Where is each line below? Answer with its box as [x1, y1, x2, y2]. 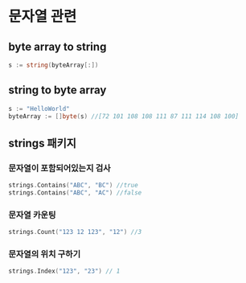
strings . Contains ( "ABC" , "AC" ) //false [8, 189, 142, 197]
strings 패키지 [8, 136, 76, 150]
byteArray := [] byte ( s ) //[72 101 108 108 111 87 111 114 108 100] [8, 112, 240, 121]
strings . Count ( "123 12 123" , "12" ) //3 [8, 228, 142, 236]
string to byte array [8, 84, 107, 97]
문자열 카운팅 [8, 209, 56, 220]
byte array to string [8, 39, 107, 53]
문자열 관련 [8, 7, 77, 26]
